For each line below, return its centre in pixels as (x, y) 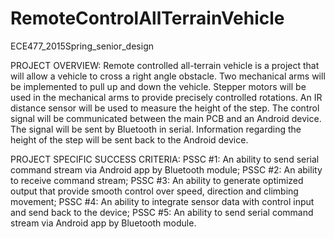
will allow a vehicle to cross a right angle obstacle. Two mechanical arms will (168, 76)
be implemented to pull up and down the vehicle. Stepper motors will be (158, 86)
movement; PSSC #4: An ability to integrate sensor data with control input (162, 201)
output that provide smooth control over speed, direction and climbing (154, 191)
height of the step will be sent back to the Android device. (129, 139)
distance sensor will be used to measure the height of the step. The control (165, 108)
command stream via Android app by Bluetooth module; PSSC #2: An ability (166, 169)
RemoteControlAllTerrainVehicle (147, 18)
